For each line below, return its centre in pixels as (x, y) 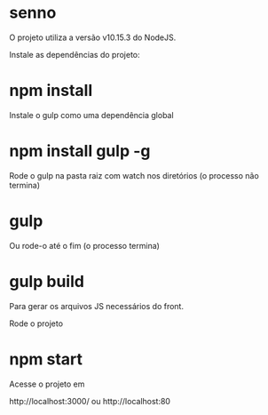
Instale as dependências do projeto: (75, 54)
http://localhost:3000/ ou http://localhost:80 (90, 401)
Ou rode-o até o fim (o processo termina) (84, 245)
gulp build (47, 281)
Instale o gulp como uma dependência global (92, 115)
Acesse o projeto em (47, 384)
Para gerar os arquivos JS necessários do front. (97, 306)
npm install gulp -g (80, 152)
